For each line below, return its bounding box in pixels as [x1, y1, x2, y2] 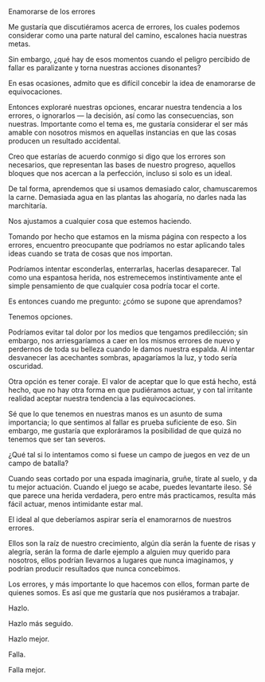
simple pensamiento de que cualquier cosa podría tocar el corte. [8, 281, 220, 290]
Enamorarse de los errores [8, 7, 95, 16]
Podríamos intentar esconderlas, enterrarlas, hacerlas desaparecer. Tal [8, 265, 241, 273]
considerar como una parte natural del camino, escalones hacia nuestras [8, 31, 247, 40]
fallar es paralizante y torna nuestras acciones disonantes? [8, 63, 201, 73]
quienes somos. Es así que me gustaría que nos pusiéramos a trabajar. [8, 588, 240, 597]
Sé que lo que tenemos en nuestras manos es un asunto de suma [8, 410, 223, 418]
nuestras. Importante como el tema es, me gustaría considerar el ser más [8, 120, 248, 128]
